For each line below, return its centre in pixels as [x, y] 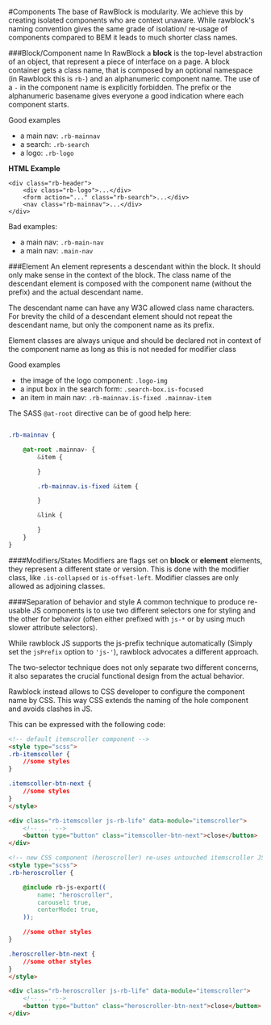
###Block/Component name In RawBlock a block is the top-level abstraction [136, 53]
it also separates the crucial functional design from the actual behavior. [126, 676]
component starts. [39, 105]
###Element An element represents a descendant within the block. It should [134, 266]
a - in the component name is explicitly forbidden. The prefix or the [120, 87]
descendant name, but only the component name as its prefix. [112, 325]
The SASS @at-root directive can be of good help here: [100, 413]
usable [19, 610]
